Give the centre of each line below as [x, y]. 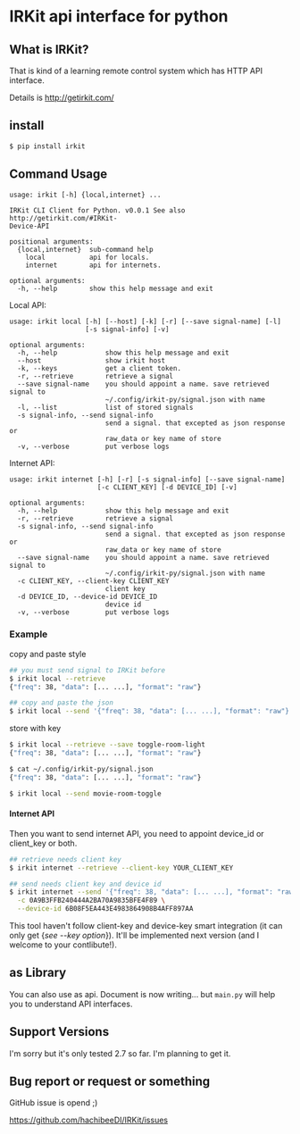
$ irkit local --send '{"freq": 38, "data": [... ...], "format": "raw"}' [151, 712]
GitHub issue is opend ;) [54, 1103]
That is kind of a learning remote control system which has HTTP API [136, 71]
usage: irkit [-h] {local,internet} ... [86, 195]
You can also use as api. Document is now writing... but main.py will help [142, 994]
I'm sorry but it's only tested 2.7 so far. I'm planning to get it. [120, 1053]
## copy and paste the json [62, 703]
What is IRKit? [49, 50]
